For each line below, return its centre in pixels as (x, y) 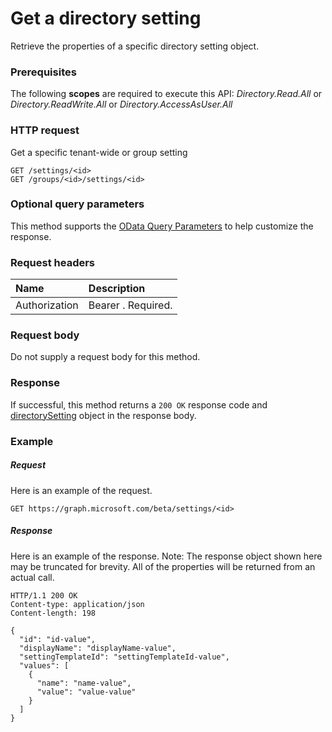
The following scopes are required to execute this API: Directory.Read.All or (166, 94)
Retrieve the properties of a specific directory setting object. (135, 46)
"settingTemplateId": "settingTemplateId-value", (124, 657)
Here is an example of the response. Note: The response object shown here (166, 556)
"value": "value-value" (86, 692)
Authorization (47, 305)
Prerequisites (43, 72)
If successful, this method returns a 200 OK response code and (139, 404)
